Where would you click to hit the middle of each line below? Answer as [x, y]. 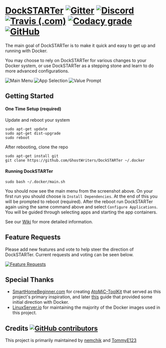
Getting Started [29, 96]
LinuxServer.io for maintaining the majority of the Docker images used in [86, 307]
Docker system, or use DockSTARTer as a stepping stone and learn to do [80, 66]
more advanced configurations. [37, 71]
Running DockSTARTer [29, 171]
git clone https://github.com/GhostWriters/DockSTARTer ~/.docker [75, 160]
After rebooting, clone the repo [37, 147]
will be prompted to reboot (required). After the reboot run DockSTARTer [79, 202]
